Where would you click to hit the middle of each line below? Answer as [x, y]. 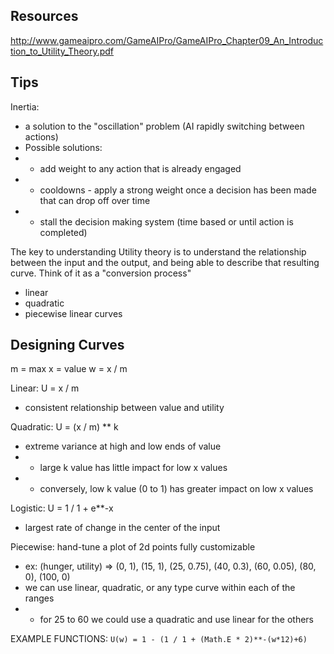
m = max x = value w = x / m [69, 369]
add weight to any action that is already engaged [140, 168]
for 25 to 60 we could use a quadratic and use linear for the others [176, 620]
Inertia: [25, 106]
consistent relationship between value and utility [124, 408]
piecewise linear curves [73, 313]
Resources [44, 16]
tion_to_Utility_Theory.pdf [62, 51]
